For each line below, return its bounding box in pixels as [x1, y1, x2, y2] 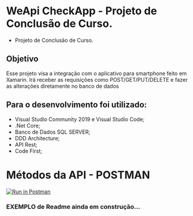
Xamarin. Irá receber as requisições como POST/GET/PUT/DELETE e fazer [6, 76, 188, 83]
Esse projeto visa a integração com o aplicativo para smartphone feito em [6, 70, 187, 77]
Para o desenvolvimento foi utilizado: [6, 100, 147, 110]
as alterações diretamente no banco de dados [6, 82, 119, 90]
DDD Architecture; [14, 134, 60, 141]
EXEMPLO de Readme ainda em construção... [6, 203, 141, 211]
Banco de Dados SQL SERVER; [14, 128, 91, 135]
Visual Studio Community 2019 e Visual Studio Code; [14, 115, 145, 123]
